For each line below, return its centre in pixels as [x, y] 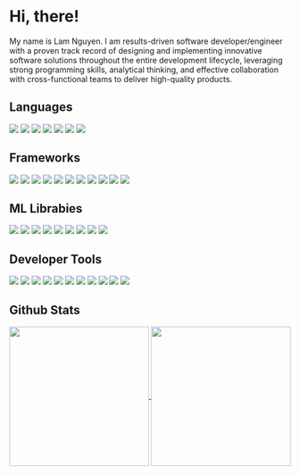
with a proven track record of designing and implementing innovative [136, 50]
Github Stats [45, 310]
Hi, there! [44, 17]
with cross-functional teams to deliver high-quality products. [121, 79]
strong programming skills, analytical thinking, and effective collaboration [144, 70]
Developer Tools [56, 259]
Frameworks [45, 158]
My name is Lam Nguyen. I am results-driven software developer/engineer [146, 41]
